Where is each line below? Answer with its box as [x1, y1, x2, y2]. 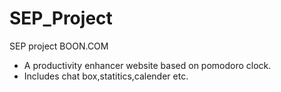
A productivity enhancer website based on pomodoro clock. [23, 59, 272, 71]
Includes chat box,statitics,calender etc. [23, 70, 189, 82]
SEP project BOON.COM [9, 40, 109, 52]
